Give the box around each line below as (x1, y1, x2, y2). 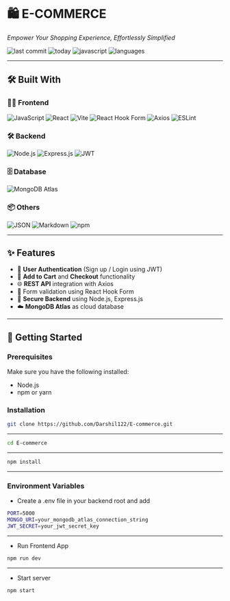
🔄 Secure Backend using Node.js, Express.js (16, 295, 144, 303)
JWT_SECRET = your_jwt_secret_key (7, 523, 99, 530)
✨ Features (7, 247, 55, 259)
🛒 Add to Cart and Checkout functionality (16, 272, 136, 281)
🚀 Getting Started (7, 331, 83, 343)
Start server (16, 574, 51, 582)
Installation (7, 405, 46, 414)
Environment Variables (7, 481, 85, 491)
